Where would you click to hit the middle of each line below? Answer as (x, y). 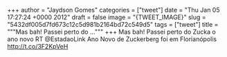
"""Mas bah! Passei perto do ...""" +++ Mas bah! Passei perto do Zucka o (111, 32)
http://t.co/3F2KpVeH (38, 46)
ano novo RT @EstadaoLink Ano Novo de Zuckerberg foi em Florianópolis (112, 39)
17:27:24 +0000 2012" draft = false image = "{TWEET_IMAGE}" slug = (107, 17)
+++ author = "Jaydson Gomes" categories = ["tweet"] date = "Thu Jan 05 (113, 10)
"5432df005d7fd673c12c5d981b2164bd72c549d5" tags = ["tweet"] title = (113, 24)
